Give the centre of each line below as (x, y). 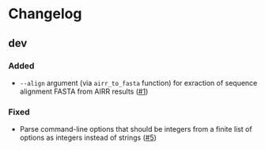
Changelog (45, 14)
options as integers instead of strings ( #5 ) (88, 138)
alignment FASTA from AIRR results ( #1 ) (84, 91)
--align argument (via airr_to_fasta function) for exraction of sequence (138, 83)
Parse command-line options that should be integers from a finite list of (136, 129)
